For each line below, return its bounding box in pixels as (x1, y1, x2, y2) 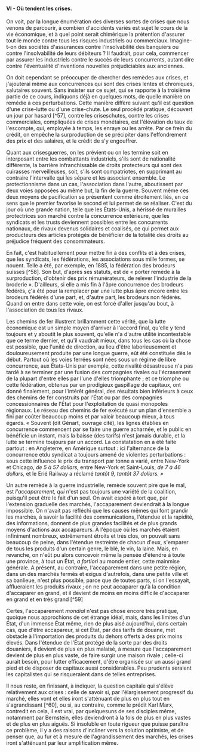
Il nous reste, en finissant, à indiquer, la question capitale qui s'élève (6, 682, 174, 689)
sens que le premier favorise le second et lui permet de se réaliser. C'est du (6, 200, 192, 207)
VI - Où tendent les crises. (6, 5, 73, 12)
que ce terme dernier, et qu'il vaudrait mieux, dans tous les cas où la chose (6, 337, 191, 344)
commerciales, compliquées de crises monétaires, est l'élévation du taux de (6, 118, 193, 125)
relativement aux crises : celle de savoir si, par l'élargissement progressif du (6, 689, 193, 696)
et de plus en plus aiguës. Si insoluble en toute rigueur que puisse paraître (6, 720, 189, 728)
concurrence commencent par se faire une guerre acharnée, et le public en (6, 426, 192, 433)
